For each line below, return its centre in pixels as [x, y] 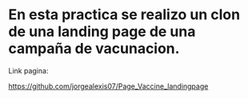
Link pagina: [28, 70]
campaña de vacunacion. [94, 49]
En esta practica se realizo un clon [124, 15]
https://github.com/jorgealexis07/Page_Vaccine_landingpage [108, 86]
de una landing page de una [102, 32]
